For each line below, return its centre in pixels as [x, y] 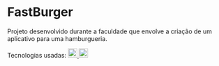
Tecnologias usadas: [37, 55]
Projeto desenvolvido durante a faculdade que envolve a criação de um [110, 31]
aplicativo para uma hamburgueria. [58, 38]
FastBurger [40, 12]
